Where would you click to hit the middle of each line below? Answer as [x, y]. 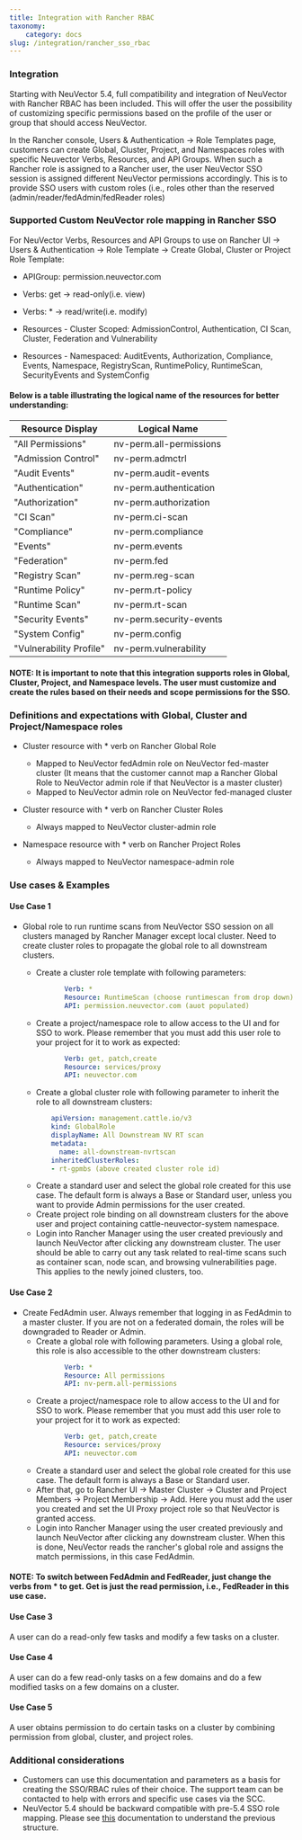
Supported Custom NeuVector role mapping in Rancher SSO [143, 220]
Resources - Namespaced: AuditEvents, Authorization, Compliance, [147, 355]
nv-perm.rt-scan [151, 605]
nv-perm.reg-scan [154, 576]
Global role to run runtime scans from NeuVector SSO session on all [148, 926]
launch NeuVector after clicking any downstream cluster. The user [158, 1243]
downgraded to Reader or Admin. [84, 1331]
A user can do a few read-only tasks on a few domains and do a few [136, 1677]
